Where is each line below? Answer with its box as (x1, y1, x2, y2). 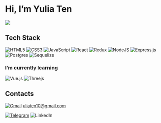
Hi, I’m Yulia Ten (5, 3, 72, 15)
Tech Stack (5, 33, 40, 42)
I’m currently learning (5, 64, 58, 71)
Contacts (5, 90, 34, 98)
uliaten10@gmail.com (23, 102, 66, 109)
